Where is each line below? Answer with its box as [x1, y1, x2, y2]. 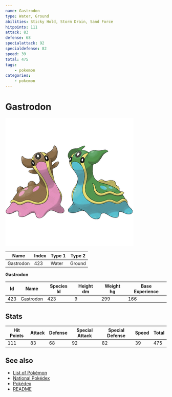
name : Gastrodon [5, 8, 40, 13]
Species [50, 283, 68, 289]
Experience [134, 288, 159, 294]
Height [78, 283, 93, 289]
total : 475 [5, 57, 29, 62]
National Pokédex [12, 375, 50, 381]
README [12, 386, 32, 392]
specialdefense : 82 [5, 46, 47, 51]
